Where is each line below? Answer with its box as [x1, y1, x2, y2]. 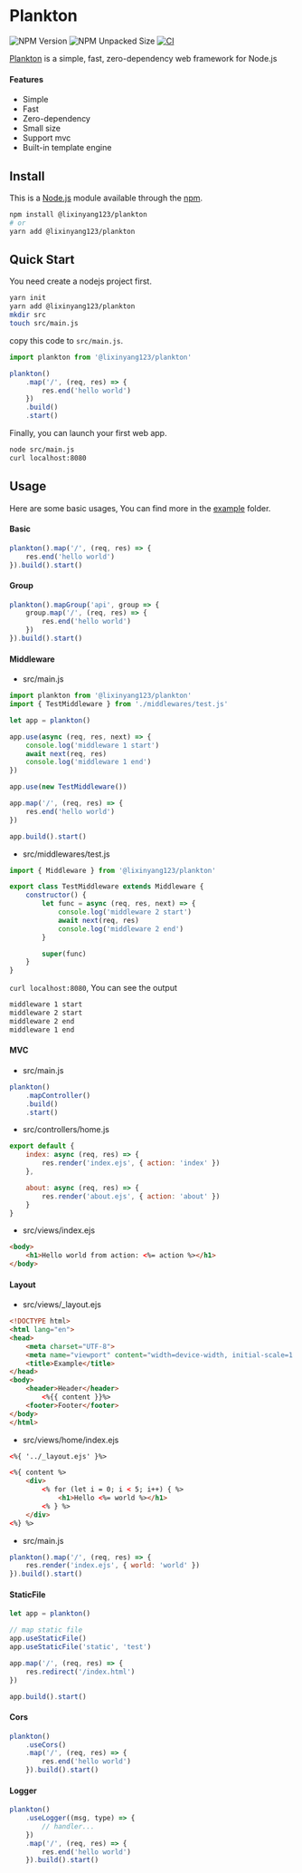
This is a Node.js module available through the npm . [9, 192, 203, 203]
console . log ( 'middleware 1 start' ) [25, 741, 160, 750]
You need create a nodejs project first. [9, 276, 152, 286]
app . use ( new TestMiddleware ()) [9, 782, 127, 791]
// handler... [42, 1821, 95, 1831]
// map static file [9, 1626, 83, 1635]
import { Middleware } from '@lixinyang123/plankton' [9, 866, 217, 875]
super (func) [42, 949, 88, 958]
